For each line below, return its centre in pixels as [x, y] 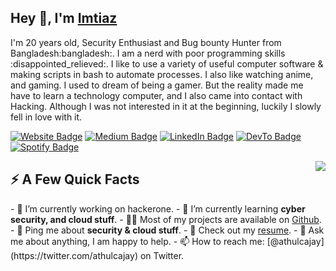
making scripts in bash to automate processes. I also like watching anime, [162, 74]
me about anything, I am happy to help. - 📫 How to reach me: [137, 241]
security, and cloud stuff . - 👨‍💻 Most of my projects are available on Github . [166, 219]
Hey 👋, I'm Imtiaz [64, 18]
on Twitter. [162, 255]
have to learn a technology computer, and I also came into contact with [156, 95]
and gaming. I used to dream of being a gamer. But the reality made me [157, 85]
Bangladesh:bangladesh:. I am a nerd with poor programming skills [148, 53]
